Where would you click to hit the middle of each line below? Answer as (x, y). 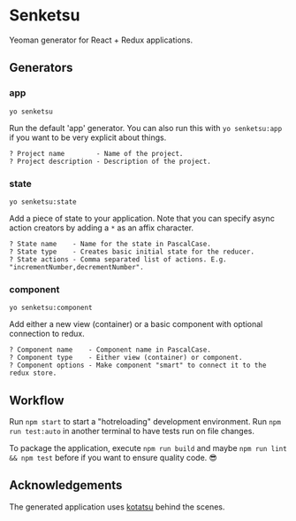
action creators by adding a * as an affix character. (102, 228)
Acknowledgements (66, 485)
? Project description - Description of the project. (110, 161)
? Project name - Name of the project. (96, 153)
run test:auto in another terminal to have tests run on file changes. (132, 432)
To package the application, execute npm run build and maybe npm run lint (148, 448)
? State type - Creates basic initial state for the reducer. (132, 252)
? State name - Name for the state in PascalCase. (110, 244)
